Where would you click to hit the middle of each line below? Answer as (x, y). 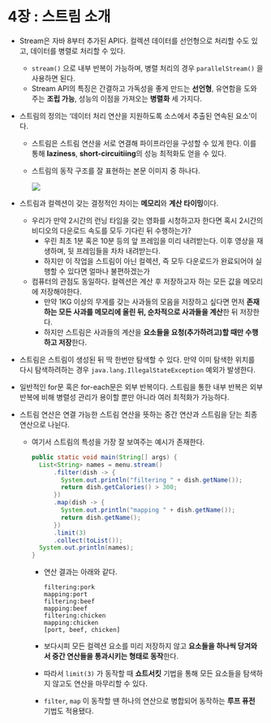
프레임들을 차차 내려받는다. (118, 251)
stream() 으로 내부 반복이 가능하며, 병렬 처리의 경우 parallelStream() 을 (147, 68)
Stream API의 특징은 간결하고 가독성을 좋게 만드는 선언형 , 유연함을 (137, 88)
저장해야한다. (61, 291)
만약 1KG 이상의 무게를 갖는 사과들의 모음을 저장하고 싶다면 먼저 (144, 301)
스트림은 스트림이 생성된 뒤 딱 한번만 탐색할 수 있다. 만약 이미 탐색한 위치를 (137, 359)
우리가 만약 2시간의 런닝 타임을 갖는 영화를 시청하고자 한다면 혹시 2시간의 (147, 220)
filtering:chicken (75, 616)
